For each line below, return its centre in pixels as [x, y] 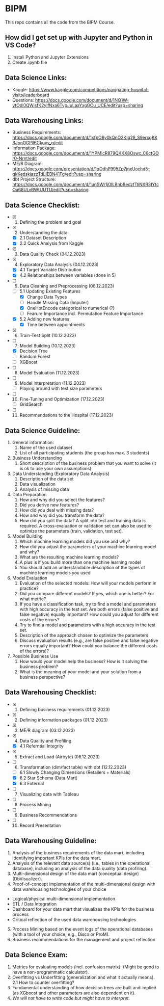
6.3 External [32, 783]
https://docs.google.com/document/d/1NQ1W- [82, 100]
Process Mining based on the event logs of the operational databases [82, 929]
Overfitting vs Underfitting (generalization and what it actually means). [83, 977]
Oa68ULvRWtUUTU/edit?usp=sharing [50, 190]
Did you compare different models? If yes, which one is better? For [87, 594]
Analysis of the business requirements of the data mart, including [78, 852]
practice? [29, 588]
